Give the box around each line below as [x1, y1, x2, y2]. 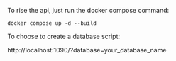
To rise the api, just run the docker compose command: [7, 6, 170, 14]
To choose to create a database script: [7, 32, 121, 40]
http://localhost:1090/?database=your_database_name [7, 46, 167, 54]
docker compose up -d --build [7, 20, 97, 27]
